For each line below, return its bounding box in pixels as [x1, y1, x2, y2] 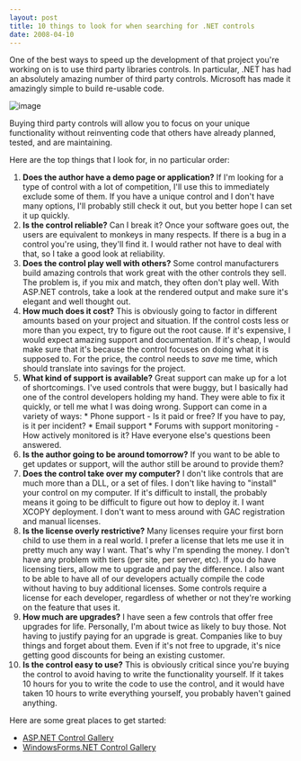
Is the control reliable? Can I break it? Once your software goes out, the [22, 219, 289, 230]
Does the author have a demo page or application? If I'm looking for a [22, 172, 284, 183]
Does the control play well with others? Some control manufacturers [22, 258, 279, 269]
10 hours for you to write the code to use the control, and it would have [22, 678, 285, 689]
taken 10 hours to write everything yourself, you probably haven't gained [22, 688, 291, 699]
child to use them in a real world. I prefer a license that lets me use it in [22, 535, 285, 546]
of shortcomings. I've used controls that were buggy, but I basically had [22, 382, 288, 393]
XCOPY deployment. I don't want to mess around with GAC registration [22, 506, 286, 517]
